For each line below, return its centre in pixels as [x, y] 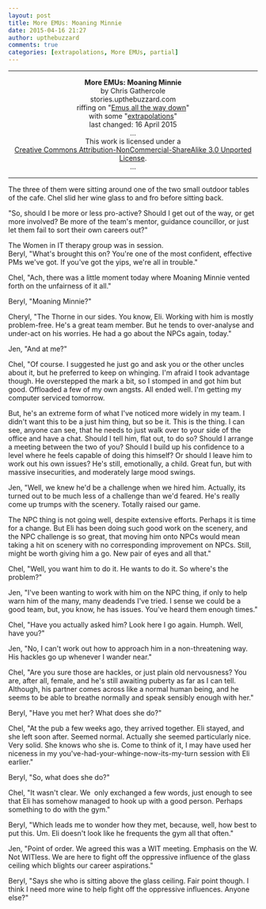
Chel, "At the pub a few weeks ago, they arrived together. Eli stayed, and [126, 728]
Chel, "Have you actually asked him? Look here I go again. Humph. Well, [126, 624]
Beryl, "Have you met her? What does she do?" [85, 713]
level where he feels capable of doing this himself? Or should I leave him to [131, 455]
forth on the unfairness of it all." [60, 286]
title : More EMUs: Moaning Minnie [65, 23]
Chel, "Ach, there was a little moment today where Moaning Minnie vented [129, 277]
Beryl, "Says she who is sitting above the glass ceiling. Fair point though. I [129, 881]
